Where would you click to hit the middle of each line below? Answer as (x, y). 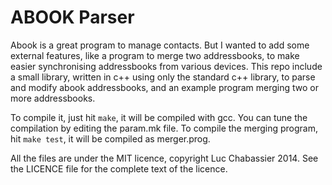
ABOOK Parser (72, 17)
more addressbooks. (53, 98)
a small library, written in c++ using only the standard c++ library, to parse (163, 77)
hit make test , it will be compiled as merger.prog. (110, 138)
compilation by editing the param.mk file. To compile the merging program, (164, 128)
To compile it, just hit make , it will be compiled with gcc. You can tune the (159, 117)
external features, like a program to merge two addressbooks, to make (155, 55)
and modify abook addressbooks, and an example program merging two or (165, 87)
